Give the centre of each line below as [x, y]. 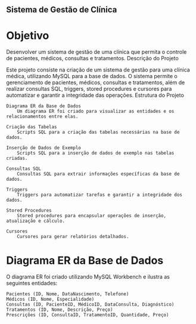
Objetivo [28, 36]
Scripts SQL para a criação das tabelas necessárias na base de [98, 132]
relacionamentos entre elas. [42, 117]
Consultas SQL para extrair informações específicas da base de [98, 174]
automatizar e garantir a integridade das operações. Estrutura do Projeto [95, 95]
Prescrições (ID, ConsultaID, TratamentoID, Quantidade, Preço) [88, 315]
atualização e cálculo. [36, 221]
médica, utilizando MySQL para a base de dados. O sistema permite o [92, 76]
